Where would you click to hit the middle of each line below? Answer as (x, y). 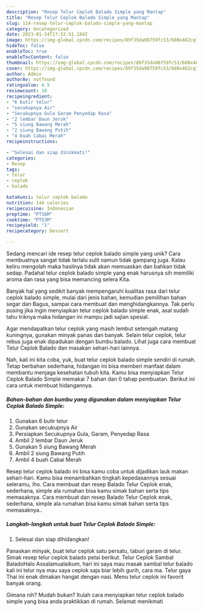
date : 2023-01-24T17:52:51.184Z (47, 35)
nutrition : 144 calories (37, 203)
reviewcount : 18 (27, 91)
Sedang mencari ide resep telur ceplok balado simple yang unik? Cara (93, 253)
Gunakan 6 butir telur (41, 421)
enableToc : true (27, 52)
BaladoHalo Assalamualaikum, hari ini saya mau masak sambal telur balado (100, 564)
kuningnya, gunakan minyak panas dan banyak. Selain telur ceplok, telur (96, 335)
